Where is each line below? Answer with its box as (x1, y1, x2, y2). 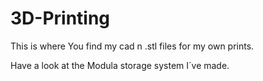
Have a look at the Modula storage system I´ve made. (10, 59, 230, 71)
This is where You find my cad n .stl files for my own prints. (10, 40, 255, 52)
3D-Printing (10, 7, 111, 30)
